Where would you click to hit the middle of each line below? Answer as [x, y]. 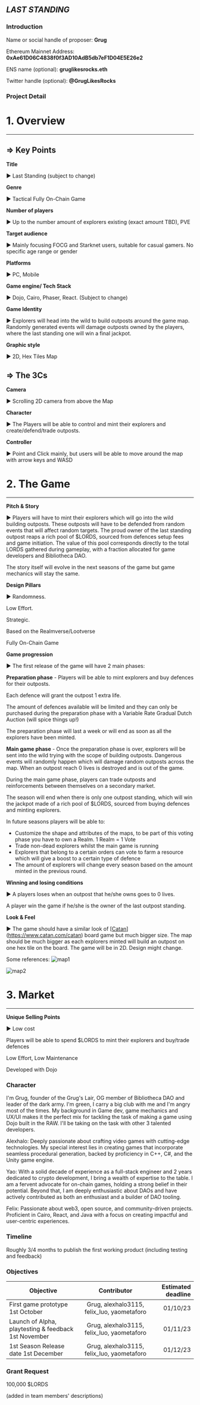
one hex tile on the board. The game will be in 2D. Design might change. [95, 948]
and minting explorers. [34, 810]
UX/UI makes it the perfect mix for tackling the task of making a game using [99, 1117]
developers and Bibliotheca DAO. [47, 556]
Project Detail [26, 96]
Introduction [24, 27]
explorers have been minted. [41, 738]
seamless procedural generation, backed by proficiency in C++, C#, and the [99, 1154]
